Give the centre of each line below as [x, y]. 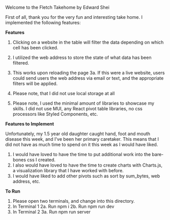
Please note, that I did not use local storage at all [64, 93]
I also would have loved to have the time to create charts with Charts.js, [88, 165]
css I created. [41, 160]
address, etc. [26, 181]
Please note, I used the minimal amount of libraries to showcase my [83, 103]
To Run [13, 191]
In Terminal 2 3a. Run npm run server [51, 212]
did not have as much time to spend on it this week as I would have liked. [82, 145]
